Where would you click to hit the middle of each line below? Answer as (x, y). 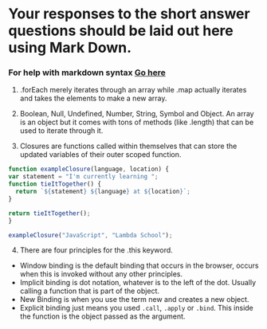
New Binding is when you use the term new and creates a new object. (134, 300)
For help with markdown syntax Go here (87, 72)
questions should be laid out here (121, 31)
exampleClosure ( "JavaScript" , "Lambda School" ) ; (90, 235)
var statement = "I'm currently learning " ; (83, 177)
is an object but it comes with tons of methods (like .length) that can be (137, 122)
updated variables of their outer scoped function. (100, 155)
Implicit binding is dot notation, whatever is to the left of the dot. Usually (138, 283)
